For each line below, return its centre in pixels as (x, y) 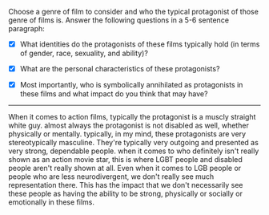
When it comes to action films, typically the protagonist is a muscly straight (132, 117)
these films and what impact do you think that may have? (114, 94)
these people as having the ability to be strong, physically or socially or (125, 194)
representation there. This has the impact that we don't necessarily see (126, 185)
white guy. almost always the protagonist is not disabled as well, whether (129, 126)
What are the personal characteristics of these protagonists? (120, 69)
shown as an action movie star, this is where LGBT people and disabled (125, 160)
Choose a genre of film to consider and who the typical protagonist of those (133, 12)
